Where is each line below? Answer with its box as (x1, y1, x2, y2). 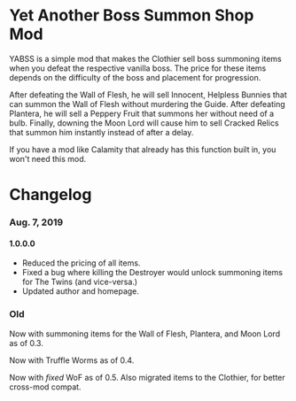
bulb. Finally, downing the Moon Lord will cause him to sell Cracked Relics (9, 117, 279, 128)
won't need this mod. (9, 153, 87, 164)
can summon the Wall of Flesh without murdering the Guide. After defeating (9, 98, 285, 109)
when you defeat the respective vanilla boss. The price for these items (9, 63, 267, 73)
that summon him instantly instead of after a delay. (9, 127, 194, 137)
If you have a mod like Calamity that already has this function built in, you (9, 143, 277, 155)
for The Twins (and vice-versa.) (21, 276, 138, 288)
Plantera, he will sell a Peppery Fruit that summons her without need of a (9, 108, 275, 119)
